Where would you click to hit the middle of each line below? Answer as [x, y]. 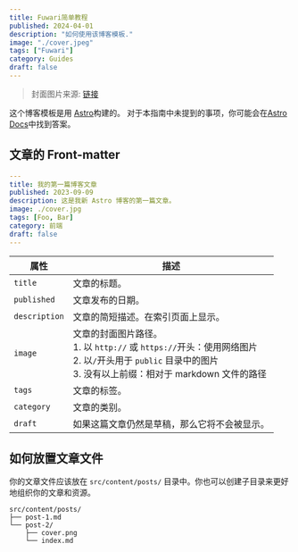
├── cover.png [51, 533]
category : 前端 [36, 226]
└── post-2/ [31, 525]
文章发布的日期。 [109, 300]
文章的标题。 [100, 283]
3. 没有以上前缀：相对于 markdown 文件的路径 [170, 373]
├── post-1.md [36, 518]
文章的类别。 [100, 407]
